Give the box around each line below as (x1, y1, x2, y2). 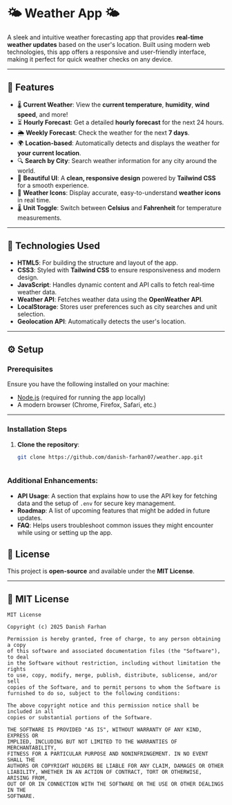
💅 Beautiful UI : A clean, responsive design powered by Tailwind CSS (17, 173, 216, 182)
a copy (7, 642, 26, 649)
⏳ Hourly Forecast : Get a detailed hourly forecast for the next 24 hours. (17, 118, 224, 126)
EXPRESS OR (7, 732, 39, 739)
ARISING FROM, (7, 775, 48, 782)
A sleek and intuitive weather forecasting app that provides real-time (7, 32, 204, 41)
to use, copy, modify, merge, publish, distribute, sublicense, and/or (7, 672, 217, 679)
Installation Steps (7, 424, 68, 434)
